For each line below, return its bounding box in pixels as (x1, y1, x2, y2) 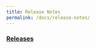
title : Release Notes (6, 9, 61, 15)
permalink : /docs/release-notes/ (6, 15, 91, 21)
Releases (6, 35, 34, 43)
